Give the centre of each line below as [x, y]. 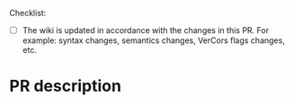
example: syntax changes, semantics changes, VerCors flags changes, [153, 40]
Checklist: [28, 13]
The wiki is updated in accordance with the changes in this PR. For [146, 30]
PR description [65, 87]
